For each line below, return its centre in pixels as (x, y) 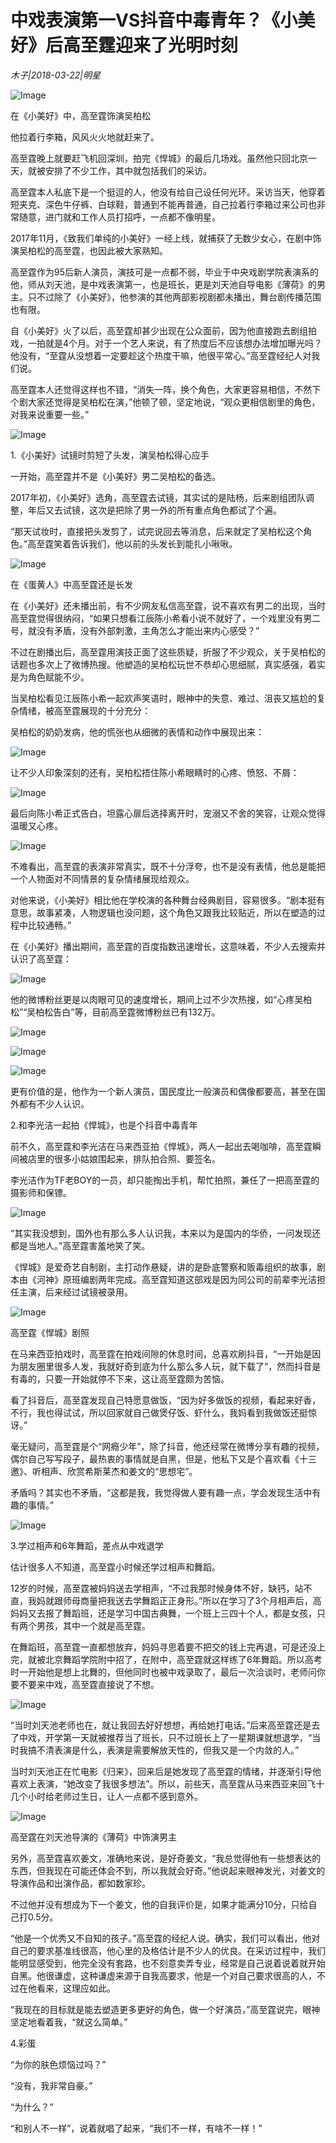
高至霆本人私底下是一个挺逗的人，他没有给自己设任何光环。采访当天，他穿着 (168, 192)
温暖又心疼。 (36, 825)
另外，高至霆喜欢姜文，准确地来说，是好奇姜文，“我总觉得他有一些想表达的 (166, 1858)
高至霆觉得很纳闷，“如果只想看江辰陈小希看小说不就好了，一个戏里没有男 (161, 618)
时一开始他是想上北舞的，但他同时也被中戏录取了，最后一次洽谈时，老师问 (163, 1672)
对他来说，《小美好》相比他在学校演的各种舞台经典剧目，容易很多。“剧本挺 (163, 900)
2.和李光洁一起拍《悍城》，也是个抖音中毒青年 (104, 1125)
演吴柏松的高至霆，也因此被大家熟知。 (89, 250)
